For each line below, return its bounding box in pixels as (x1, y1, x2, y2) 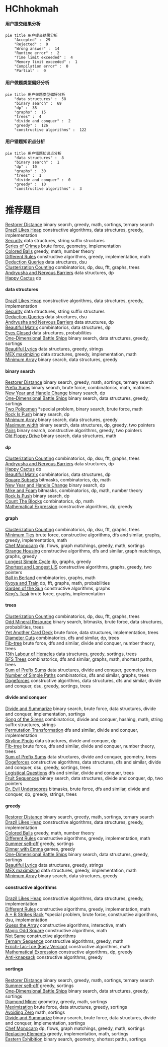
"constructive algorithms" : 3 (14, 186, 82, 191)
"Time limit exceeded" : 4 (14, 55, 73, 60)
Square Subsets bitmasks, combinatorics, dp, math (5, 477, 111, 483)
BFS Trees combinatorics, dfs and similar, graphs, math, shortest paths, (5, 656, 153, 662)
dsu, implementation (5, 917, 48, 923)
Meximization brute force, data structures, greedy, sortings (5, 1004, 127, 1010)
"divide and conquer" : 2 (14, 118, 71, 123)
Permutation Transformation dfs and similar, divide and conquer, (5, 727, 138, 733)
